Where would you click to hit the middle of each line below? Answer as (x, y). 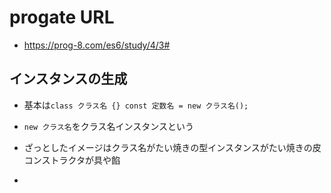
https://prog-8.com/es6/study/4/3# (97, 45)
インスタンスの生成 (68, 79)
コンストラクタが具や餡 (72, 160)
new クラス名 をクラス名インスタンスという (108, 126)
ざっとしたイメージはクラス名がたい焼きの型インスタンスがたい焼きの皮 (172, 147)
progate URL (62, 17)
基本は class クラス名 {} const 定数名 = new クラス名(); (136, 105)
